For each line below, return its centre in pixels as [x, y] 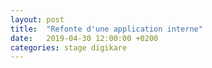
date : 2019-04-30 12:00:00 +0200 [84, 38]
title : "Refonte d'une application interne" [106, 29]
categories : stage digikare [69, 47]
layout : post [37, 19]
